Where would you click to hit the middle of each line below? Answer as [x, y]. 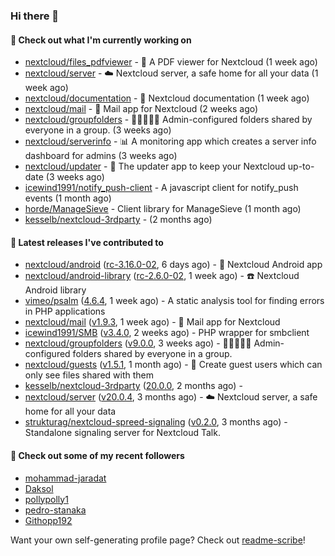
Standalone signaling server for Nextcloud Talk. [122, 433]
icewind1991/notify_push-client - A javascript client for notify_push [161, 188]
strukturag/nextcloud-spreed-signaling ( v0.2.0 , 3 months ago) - [156, 422]
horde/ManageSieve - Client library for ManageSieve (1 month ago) [163, 209]
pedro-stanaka [55, 510]
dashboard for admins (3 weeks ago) [101, 156]
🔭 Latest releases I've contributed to [87, 242]
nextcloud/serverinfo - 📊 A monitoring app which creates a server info [170, 141]
